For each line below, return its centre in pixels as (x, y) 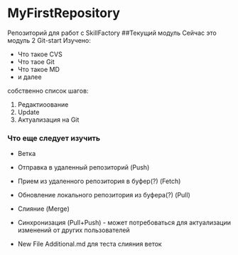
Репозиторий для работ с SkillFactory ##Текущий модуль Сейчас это (112, 33)
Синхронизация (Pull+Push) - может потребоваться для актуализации (124, 223)
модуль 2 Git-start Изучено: (49, 40)
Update (28, 112)
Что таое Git (36, 61)
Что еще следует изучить (54, 138)
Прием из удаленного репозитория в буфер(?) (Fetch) (99, 181)
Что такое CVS (40, 54)
